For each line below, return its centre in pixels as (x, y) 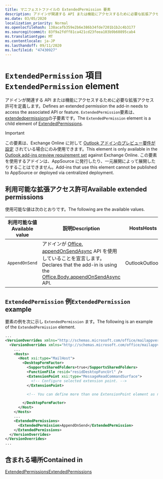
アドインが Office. (63, 244)
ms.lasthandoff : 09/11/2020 (33, 46)
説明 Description (81, 229)
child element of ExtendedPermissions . (44, 124)
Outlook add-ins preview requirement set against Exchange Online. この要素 (81, 155)
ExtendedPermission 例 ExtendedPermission (68, 301)
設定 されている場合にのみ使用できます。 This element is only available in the (81, 149)
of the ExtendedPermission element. (41, 327)
